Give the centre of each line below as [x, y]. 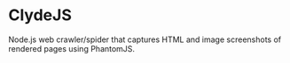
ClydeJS [40, 15]
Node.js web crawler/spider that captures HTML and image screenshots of [145, 39]
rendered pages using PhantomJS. [71, 48]
